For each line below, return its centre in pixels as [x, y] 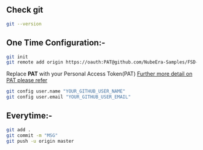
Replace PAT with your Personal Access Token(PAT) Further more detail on [99, 74]
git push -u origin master [40, 141]
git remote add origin [35, 62]
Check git [25, 10]
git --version [24, 24]
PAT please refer [27, 80]
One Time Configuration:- [56, 43]
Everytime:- [29, 116]
